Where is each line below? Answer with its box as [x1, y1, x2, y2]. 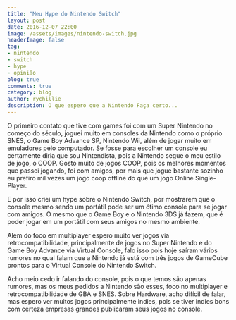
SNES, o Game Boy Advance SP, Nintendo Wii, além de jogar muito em [7, 136, 213, 144]
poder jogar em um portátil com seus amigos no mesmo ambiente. [7, 217, 201, 226]
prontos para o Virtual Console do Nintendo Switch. [7, 261, 157, 269]
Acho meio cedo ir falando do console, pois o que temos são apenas [7, 274, 206, 283]
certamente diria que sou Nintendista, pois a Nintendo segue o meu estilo [7, 151, 221, 159]
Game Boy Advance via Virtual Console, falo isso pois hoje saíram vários [7, 246, 218, 254]
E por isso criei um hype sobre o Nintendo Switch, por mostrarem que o [7, 195, 216, 203]
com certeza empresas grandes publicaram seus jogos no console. [7, 304, 203, 313]
